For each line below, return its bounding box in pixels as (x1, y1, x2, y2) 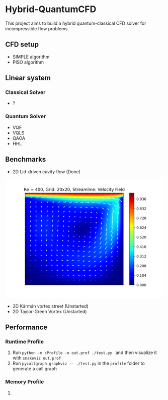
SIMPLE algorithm (12, 54, 50, 60)
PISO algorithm (12, 59, 44, 65)
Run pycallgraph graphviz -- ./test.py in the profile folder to (12, 360, 145, 367)
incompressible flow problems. (5, 25, 69, 31)
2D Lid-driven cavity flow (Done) (12, 168, 80, 175)
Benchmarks (5, 155, 46, 164)
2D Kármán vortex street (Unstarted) (12, 303, 89, 309)
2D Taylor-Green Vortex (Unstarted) (12, 308, 87, 314)
